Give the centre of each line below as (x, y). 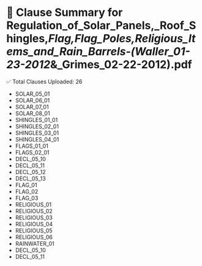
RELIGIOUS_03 (34, 218)
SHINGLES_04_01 (37, 139)
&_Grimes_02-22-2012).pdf (121, 65)
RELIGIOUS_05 (34, 230)
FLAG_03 (27, 198)
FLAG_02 (27, 191)
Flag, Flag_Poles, (92, 39)
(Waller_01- (161, 52)
